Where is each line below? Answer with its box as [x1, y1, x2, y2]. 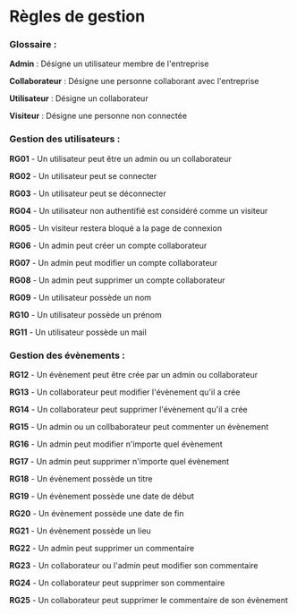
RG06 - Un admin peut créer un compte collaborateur [9, 240, 208, 251]
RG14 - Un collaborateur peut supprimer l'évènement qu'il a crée [9, 405, 248, 415]
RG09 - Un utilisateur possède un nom [9, 292, 152, 303]
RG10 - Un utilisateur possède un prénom [9, 309, 163, 320]
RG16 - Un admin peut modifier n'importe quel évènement [9, 439, 223, 449]
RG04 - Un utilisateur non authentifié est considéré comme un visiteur [9, 205, 268, 216]
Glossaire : [9, 38, 57, 51]
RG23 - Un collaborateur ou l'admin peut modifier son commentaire [9, 560, 259, 571]
